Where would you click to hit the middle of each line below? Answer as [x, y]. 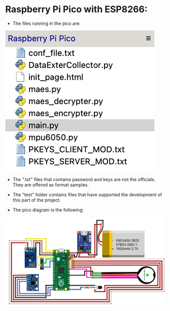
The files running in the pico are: [46, 23]
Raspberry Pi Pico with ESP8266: [77, 9]
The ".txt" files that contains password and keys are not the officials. [84, 179]
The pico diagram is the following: [48, 210]
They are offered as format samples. [51, 185]
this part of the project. [37, 200]
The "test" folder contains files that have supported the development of [87, 194]
